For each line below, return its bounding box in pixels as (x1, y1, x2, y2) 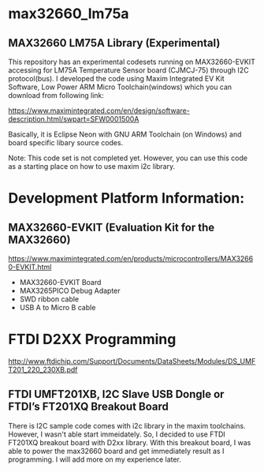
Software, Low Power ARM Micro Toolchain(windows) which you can (8, 82, 232, 92)
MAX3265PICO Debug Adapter (19, 286, 121, 295)
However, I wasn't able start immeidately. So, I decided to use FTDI (8, 429, 226, 439)
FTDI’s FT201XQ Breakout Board (8, 400, 169, 414)
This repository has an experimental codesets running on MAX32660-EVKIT (8, 57, 256, 66)
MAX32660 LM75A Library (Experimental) (8, 36, 221, 50)
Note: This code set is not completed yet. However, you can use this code (8, 153, 248, 163)
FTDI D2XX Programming (8, 331, 177, 348)
